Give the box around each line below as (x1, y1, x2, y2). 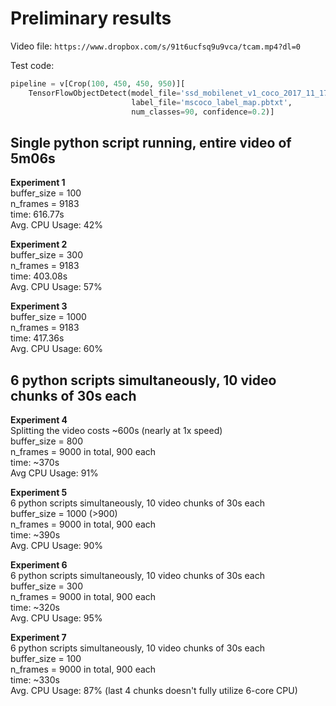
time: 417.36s (10, 332, 65, 344)
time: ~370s (10, 457, 60, 469)
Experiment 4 (10, 414, 68, 426)
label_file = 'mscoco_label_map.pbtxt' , (131, 97, 293, 107)
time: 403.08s (10, 270, 68, 282)
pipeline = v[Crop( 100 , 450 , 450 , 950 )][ (10, 78, 186, 89)
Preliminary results (10, 7, 172, 30)
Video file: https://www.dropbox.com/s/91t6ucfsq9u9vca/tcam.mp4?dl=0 (10, 40, 301, 52)
